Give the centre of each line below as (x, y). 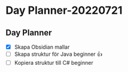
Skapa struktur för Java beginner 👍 (58, 54)
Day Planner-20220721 (64, 10)
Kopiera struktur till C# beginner (54, 63)
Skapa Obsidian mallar (42, 47)
